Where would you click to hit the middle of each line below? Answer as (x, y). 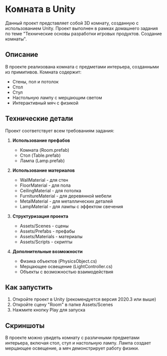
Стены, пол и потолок (35, 81)
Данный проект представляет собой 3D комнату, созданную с (72, 23)
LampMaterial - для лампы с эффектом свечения (71, 206)
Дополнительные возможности (48, 251)
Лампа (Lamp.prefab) (42, 160)
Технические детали (39, 119)
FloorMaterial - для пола (45, 185)
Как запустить (29, 287)
